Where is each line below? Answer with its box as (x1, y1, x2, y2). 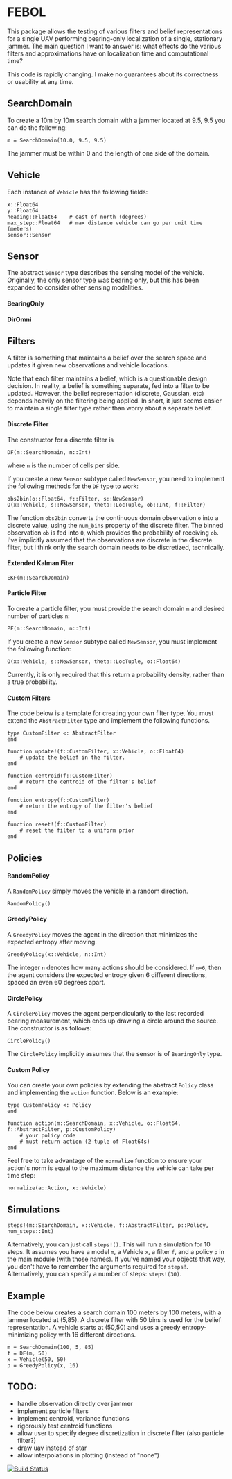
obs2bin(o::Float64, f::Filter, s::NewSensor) (7, 495, 144, 502)
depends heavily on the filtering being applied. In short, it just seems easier (7, 396, 222, 405)
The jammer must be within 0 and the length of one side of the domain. (7, 149, 210, 157)
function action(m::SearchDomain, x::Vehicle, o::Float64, (7, 1120, 181, 1127)
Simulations (7, 1203, 60, 1215)
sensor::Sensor (7, 231, 51, 238)
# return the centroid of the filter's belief (19, 778, 157, 785)
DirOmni (7, 315, 32, 324)
